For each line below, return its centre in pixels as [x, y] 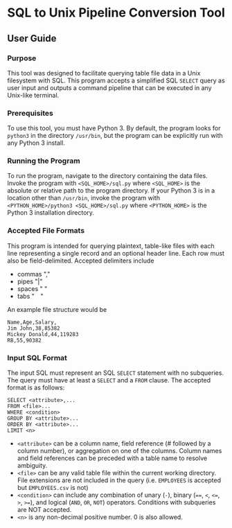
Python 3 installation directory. [51, 213]
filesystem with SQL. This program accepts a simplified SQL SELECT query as [116, 80]
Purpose [22, 58]
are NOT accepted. [44, 510]
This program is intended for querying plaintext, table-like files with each [111, 246]
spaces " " [32, 288]
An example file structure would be [57, 309]
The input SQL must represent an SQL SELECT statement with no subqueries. [115, 373]
